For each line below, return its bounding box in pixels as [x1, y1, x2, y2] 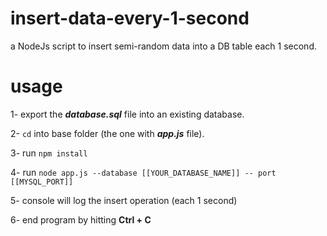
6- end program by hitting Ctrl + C [10, 213, 152, 226]
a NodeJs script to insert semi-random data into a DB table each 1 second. [10, 40, 317, 52]
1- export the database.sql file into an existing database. [10, 108, 245, 120]
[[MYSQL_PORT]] [10, 177, 74, 187]
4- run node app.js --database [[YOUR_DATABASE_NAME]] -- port [10, 166, 277, 178]
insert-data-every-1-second [10, 7, 250, 30]
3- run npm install [10, 147, 88, 159]
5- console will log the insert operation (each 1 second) [10, 194, 238, 206]
